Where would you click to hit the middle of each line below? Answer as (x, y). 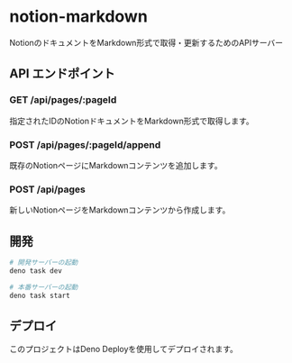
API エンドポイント (62, 74)
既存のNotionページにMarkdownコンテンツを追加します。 (116, 165)
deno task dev (36, 271)
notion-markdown (79, 17)
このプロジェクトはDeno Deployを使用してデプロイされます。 (124, 349)
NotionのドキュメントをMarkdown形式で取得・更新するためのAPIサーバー (146, 42)
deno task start (40, 295)
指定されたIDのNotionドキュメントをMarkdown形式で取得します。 (132, 121)
